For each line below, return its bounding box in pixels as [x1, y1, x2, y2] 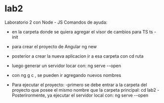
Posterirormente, [11, 92, 46, 98]
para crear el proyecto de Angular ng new [11, 43, 97, 49]
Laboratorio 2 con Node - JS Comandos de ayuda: [4, 19, 108, 25]
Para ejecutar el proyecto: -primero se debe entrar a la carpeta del [11, 82, 147, 88]
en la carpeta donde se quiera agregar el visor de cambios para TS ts [11, 29, 153, 34]
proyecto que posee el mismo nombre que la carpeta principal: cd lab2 [11, 87, 157, 93]
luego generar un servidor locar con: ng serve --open [11, 63, 122, 69]
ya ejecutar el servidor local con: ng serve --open [47, 92, 149, 98]
